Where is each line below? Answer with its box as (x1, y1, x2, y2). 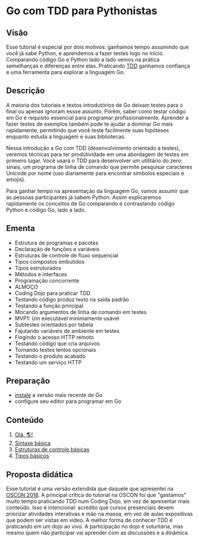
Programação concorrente (14, 277, 79, 284)
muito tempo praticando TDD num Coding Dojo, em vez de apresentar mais (6, 498, 190, 505)
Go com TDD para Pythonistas (6, 4, 158, 18)
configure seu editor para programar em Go (14, 398, 121, 405)
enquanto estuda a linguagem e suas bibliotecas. (6, 133, 126, 140)
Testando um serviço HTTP (14, 358, 82, 365)
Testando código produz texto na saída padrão (14, 296, 129, 303)
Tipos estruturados (14, 264, 62, 271)
